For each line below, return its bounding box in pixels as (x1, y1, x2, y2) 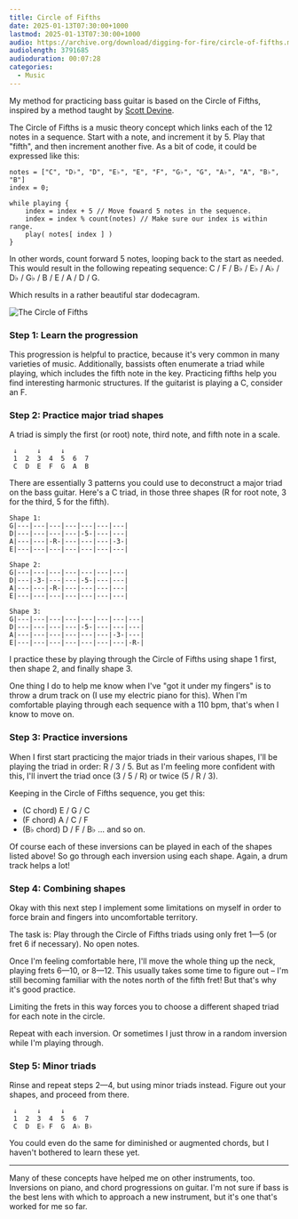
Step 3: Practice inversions (9, 731, 129, 744)
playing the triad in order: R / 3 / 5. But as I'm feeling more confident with (9, 761, 276, 771)
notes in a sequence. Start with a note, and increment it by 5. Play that (9, 131, 265, 142)
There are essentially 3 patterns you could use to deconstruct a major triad (9, 478, 283, 488)
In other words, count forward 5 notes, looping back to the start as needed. (9, 253, 284, 263)
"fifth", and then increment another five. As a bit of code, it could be (9, 141, 257, 151)
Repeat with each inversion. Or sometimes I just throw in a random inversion (9, 1028, 287, 1038)
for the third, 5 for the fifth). (9, 496, 110, 507)
